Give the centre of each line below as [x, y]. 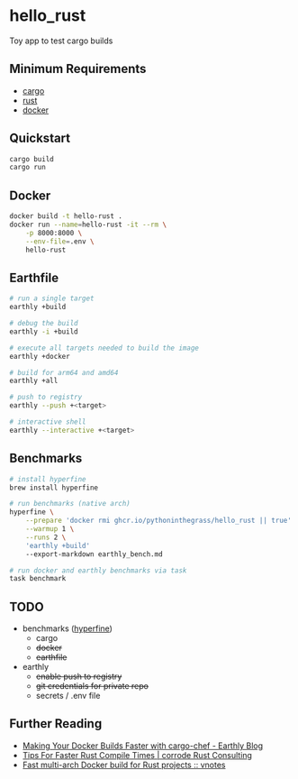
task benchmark [38, 579]
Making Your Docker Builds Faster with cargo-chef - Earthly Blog [143, 746]
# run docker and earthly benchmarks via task [98, 570]
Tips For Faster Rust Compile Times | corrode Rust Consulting [137, 755]
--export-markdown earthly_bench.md [95, 554]
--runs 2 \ [46, 537]
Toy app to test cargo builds [61, 41]
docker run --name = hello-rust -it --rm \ [88, 225]
